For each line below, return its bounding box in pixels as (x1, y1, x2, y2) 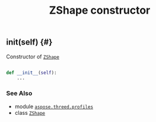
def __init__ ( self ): (6, 70, 58, 76)
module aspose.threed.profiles (14, 102, 94, 110)
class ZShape (14, 109, 46, 116)
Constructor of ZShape (6, 53, 59, 60)
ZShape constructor (49, 4, 151, 17)
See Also (6, 89, 33, 98)
